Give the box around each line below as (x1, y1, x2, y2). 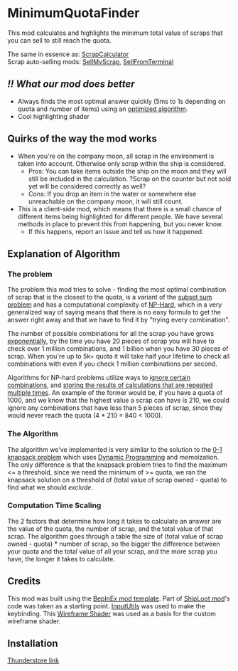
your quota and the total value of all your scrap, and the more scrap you (7, 546, 218, 556)
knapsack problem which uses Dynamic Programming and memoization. (7, 453, 219, 461)
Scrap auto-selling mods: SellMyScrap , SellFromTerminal (7, 57, 174, 65)
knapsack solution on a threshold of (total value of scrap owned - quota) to (7, 475, 227, 484)
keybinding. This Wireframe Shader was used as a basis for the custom (7, 609, 217, 618)
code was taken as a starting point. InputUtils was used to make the (7, 601, 206, 610)
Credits (7, 575, 41, 588)
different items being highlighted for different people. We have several (17, 212, 223, 221)
